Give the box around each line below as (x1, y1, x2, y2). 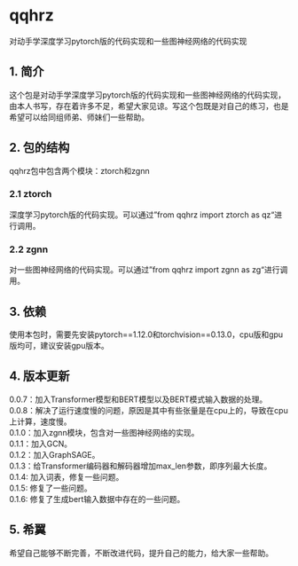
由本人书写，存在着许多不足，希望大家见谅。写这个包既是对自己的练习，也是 (9, 100, 289, 111)
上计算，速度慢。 (9, 416, 72, 427)
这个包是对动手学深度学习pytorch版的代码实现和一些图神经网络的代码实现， (9, 90, 286, 100)
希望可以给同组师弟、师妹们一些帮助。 (9, 112, 149, 122)
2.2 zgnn (9, 243, 49, 255)
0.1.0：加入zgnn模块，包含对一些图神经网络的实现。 (9, 427, 200, 437)
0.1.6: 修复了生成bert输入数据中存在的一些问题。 (9, 493, 185, 504)
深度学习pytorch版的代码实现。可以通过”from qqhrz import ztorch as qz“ (9, 209, 275, 220)
